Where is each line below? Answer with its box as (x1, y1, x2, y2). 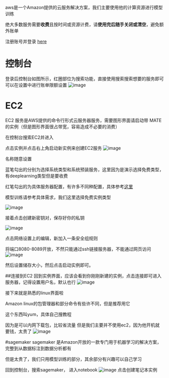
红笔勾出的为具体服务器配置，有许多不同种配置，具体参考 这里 (5, 183, 133, 189)
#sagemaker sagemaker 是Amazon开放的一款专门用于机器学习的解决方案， (5, 339, 162, 345)
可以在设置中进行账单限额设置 (5, 82, 67, 88)
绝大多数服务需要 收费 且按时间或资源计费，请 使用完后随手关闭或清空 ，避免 (5, 22, 159, 27)
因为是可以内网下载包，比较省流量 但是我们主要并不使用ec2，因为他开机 (5, 322, 155, 328)
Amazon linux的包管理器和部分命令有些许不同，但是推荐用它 (5, 300, 130, 306)
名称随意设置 (5, 155, 32, 161)
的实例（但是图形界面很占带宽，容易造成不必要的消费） (5, 123, 120, 130)
